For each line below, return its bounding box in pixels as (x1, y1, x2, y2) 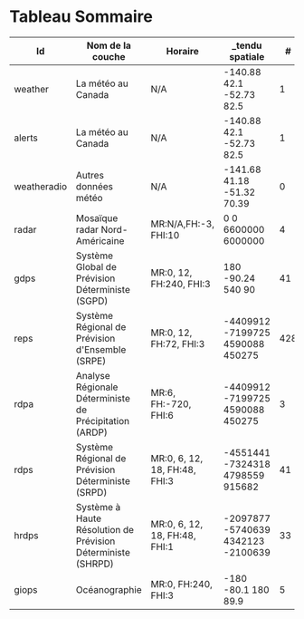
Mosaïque (75, 211, 119, 224)
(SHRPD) (75, 557, 115, 570)
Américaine (75, 234, 125, 247)
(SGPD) (75, 295, 109, 307)
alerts (14, 131, 38, 144)
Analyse (75, 369, 110, 382)
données (75, 179, 113, 192)
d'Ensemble (75, 343, 127, 355)
